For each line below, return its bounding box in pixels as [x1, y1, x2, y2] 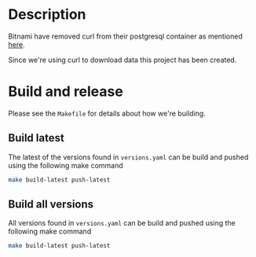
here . [8, 39, 25, 49]
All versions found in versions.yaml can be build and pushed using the [8, 218, 236, 228]
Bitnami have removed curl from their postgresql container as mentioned [8, 31, 243, 41]
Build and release [8, 83, 123, 101]
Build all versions [8, 197, 94, 211]
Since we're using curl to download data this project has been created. [8, 55, 237, 64]
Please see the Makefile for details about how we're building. [8, 108, 206, 118]
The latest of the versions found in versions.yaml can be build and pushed [8, 152, 249, 162]
